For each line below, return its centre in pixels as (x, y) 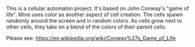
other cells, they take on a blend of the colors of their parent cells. (87, 27)
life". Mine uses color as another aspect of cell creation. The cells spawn (95, 15)
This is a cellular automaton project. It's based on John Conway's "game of (97, 8)
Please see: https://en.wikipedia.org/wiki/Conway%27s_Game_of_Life (91, 38)
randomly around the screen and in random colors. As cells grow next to (94, 21)
